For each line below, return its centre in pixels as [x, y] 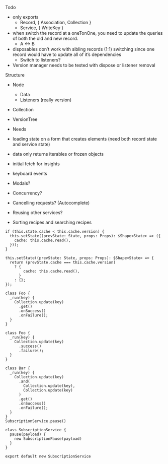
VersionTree [25, 119]
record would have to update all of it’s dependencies [67, 54]
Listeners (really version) [46, 100]
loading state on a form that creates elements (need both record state [85, 139]
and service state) [31, 144]
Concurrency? [27, 193]
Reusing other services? [37, 213]
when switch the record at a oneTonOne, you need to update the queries [88, 33]
